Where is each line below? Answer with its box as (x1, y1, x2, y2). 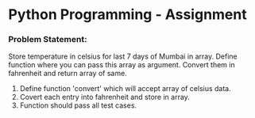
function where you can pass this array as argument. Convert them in (8, 60, 236, 70)
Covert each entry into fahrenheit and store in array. (19, 93, 191, 102)
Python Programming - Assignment (8, 6, 248, 24)
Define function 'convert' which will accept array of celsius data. (19, 84, 232, 93)
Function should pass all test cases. (19, 101, 137, 110)
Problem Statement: (8, 34, 87, 45)
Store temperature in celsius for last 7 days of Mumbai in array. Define (8, 51, 238, 61)
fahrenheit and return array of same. (8, 69, 127, 78)
